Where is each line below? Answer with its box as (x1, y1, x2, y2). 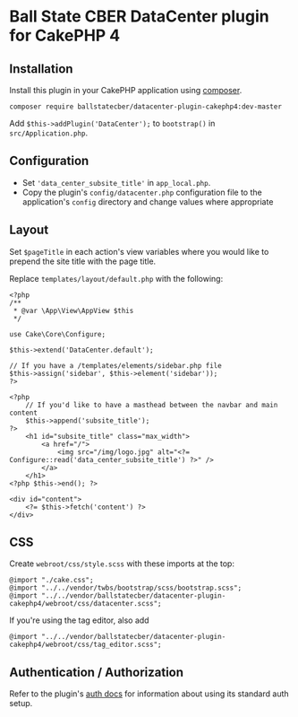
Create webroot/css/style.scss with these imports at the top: (9, 558, 235, 569)
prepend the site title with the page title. (9, 256, 157, 267)
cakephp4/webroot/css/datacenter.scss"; (9, 599, 163, 608)
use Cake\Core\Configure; (9, 329, 106, 338)
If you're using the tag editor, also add (9, 615, 149, 625)
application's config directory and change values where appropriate (21, 196, 274, 207)
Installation (9, 61, 73, 76)
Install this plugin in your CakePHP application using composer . (9, 85, 243, 95)
